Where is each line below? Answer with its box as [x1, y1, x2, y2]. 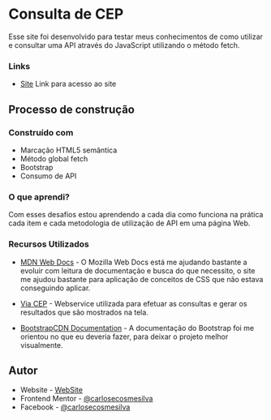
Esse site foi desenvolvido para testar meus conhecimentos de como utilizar [8, 32, 264, 41]
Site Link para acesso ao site [19, 79, 117, 89]
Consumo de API [19, 171, 77, 181]
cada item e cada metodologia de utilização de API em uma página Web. [8, 218, 251, 228]
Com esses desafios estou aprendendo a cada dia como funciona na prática [8, 210, 264, 220]
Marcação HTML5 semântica [19, 145, 118, 155]
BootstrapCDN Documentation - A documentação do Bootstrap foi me [19, 323, 254, 332]
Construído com [8, 126, 74, 138]
